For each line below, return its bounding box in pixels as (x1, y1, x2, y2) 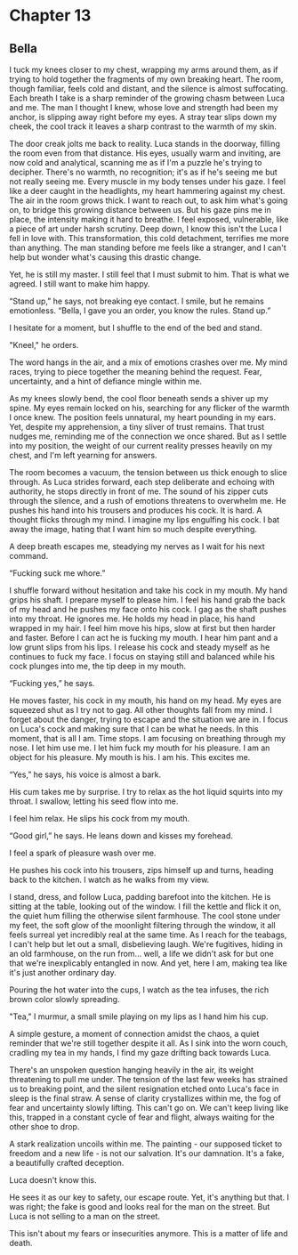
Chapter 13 (9, 5, 92, 26)
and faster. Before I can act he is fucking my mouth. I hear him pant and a (9, 633, 278, 643)
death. (9, 1238, 33, 1248)
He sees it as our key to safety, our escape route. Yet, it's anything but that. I (9, 1192, 290, 1202)
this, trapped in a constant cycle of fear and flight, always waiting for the (9, 1112, 275, 1122)
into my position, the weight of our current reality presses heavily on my (9, 441, 273, 450)
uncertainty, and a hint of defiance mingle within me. (9, 376, 203, 386)
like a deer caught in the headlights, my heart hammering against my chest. (9, 186, 286, 196)
